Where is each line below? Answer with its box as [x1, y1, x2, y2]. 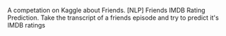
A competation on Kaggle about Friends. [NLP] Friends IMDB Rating [7, 6, 206, 14]
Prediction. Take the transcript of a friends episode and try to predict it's [7, 13, 219, 22]
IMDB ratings [7, 21, 45, 29]
